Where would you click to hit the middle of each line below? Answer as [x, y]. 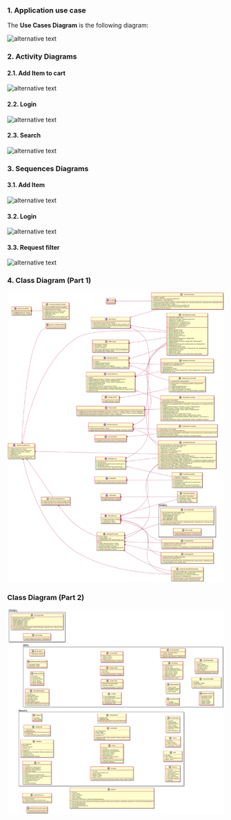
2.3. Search [24, 135]
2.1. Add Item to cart [36, 73]
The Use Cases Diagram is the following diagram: [78, 26]
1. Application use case [47, 10]
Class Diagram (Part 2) [46, 598]
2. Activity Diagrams [42, 57]
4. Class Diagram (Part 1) [49, 280]
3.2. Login [22, 216]
